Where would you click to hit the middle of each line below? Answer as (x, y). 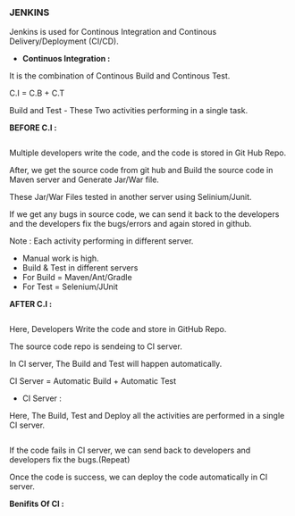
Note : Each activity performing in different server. (101, 241)
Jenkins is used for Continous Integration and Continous (113, 32)
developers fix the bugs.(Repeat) (70, 460)
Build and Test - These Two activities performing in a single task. (129, 111)
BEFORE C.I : (33, 128)
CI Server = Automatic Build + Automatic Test (93, 381)
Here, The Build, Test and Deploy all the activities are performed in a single (147, 416)
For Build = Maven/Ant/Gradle (77, 278)
